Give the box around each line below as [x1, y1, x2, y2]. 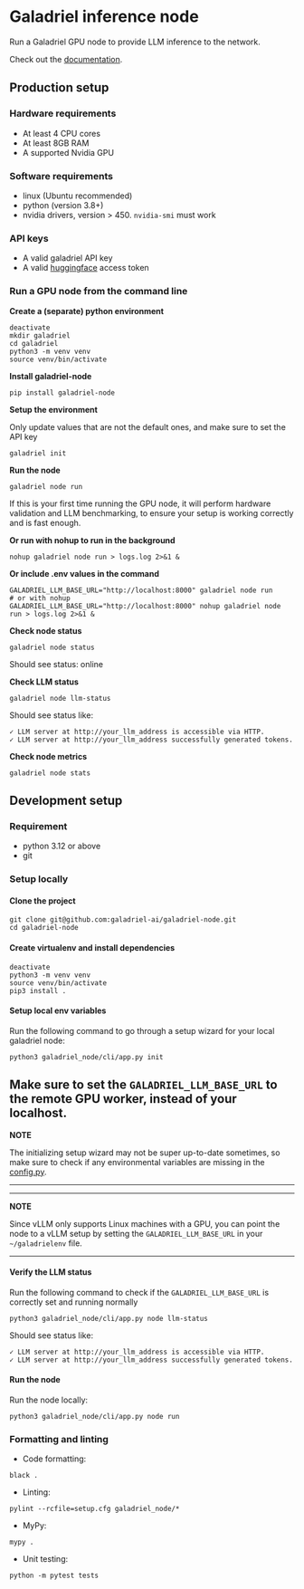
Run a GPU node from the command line [9, 285, 188, 298]
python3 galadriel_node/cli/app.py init [9, 1052, 165, 1061]
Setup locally [9, 873, 69, 885]
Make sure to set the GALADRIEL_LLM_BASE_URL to [9, 1077, 278, 1093]
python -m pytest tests [9, 1571, 100, 1581]
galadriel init [9, 448, 67, 458]
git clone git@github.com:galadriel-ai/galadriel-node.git [9, 915, 237, 924]
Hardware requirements [9, 107, 117, 120]
